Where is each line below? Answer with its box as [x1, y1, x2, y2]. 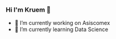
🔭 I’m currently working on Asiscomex [14, 19, 111, 27]
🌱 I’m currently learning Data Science [14, 26, 109, 33]
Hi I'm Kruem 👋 [5, 5, 51, 14]
